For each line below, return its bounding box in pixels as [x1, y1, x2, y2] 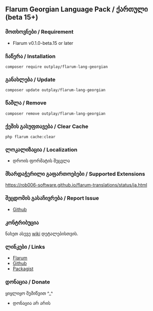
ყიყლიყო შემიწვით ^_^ [5, 290, 53, 296]
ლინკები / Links [5, 243, 45, 250]
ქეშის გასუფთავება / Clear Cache [5, 123, 89, 130]
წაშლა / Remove [5, 99, 47, 107]
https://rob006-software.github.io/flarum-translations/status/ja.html [5, 182, 147, 188]
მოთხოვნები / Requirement [5, 29, 74, 36]
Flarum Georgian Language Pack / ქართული [5, 5, 148, 14]
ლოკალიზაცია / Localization [5, 146, 78, 153]
